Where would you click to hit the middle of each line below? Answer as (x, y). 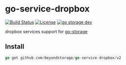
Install (15, 47)
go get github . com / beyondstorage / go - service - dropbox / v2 (63, 58)
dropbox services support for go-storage (46, 31)
